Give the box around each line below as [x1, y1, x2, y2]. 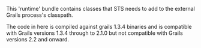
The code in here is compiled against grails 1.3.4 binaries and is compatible [6, 23, 192, 30]
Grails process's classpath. [6, 11, 73, 19]
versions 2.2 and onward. [6, 36, 70, 43]
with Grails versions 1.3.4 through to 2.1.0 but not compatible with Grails [6, 29, 183, 37]
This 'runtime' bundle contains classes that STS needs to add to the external [6, 5, 195, 12]
